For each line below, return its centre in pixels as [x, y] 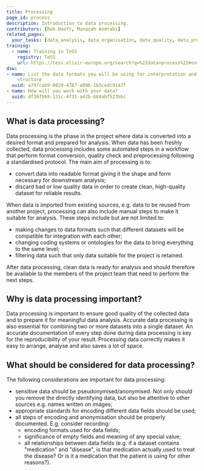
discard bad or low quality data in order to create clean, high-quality [100, 187]
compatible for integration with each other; [69, 236]
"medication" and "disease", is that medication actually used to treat [110, 450]
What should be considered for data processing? [101, 365]
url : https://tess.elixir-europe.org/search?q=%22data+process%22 [103, 63]
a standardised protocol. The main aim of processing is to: [79, 162]
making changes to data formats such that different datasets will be [99, 229]
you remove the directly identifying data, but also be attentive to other [102, 398]
